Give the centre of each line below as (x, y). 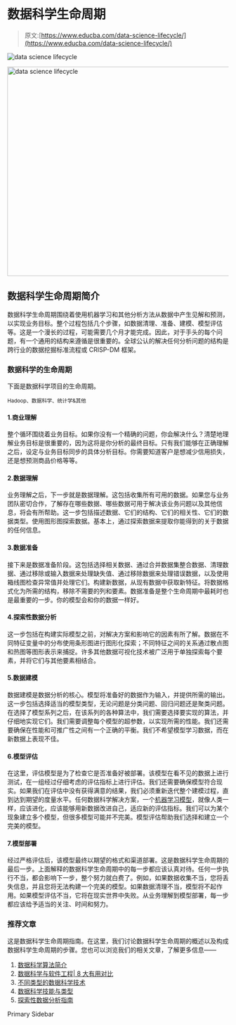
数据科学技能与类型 (45, 991)
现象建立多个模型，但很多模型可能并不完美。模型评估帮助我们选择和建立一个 (118, 817)
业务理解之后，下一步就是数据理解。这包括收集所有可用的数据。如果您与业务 (118, 495)
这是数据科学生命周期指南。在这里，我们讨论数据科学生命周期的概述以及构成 (118, 941)
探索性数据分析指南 (45, 1000)
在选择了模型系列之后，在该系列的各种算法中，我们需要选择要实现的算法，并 (118, 713)
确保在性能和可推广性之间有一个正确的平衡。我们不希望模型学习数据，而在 (121, 730)
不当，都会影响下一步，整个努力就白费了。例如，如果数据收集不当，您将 (118, 878)
